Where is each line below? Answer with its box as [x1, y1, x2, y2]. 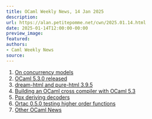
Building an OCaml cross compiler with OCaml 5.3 [14, 87, 136, 94]
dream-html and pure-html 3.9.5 [14, 81, 93, 88]
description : [6, 14, 38, 20]
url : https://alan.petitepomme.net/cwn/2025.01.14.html [6, 19, 146, 25]
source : [6, 52, 25, 58]
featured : [6, 36, 31, 42]
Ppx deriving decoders [14, 94, 70, 101]
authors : [6, 42, 28, 48]
